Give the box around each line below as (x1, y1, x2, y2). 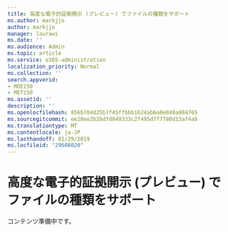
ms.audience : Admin (7, 43, 65, 50)
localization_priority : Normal (7, 63, 100, 70)
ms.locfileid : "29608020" (7, 142, 84, 149)
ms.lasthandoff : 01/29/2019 (7, 135, 91, 142)
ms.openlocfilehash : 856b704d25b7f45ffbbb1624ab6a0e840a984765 (7, 109, 198, 116)
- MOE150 (7, 83, 33, 90)
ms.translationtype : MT (7, 122, 78, 129)
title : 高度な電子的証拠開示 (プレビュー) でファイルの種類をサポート (7, 10, 190, 18)
